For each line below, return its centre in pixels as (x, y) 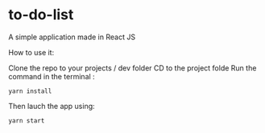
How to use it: (31, 52)
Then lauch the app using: (52, 106)
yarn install (30, 91)
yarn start (27, 121)
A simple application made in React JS (72, 37)
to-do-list (41, 15)
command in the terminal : (52, 76)
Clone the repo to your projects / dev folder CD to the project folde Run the (132, 68)
